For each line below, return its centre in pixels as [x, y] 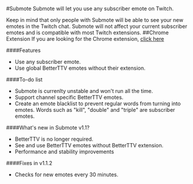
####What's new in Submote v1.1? [48, 127]
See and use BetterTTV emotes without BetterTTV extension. [89, 145]
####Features [23, 50]
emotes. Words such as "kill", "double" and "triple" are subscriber [95, 110]
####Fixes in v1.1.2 [29, 163]
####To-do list [24, 80]
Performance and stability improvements [64, 151]
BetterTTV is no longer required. [54, 139]
